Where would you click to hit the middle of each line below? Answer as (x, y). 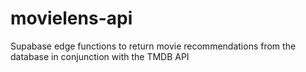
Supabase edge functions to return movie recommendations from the (153, 46)
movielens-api (71, 18)
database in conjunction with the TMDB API (100, 56)
